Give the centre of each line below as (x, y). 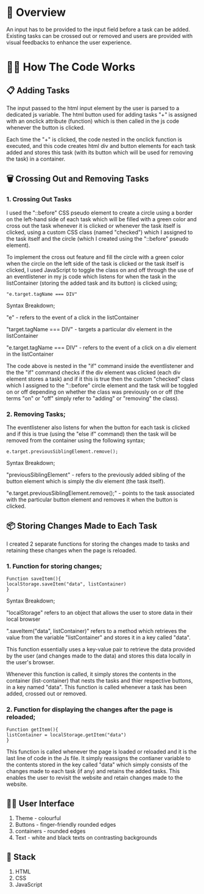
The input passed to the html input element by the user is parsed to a (93, 108)
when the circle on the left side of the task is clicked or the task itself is (95, 263)
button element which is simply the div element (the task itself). (86, 481)
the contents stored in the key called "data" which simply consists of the (97, 765)
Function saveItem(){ (34, 579)
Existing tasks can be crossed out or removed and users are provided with (100, 35)
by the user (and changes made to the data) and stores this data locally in (99, 656)
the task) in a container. (36, 159)
